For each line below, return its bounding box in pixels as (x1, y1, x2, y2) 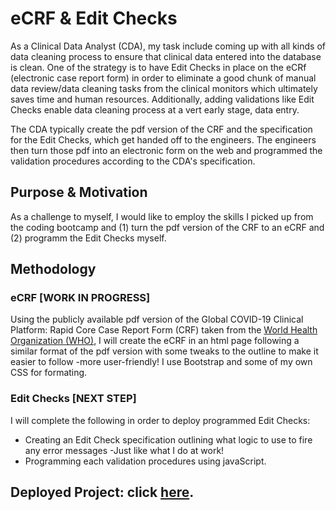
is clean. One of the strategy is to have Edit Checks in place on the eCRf (10, 61, 307, 73)
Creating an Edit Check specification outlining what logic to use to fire (24, 433, 313, 446)
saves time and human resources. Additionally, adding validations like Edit (10, 93, 315, 105)
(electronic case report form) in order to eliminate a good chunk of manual (10, 72, 317, 84)
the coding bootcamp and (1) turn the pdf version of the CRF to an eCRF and (10, 221, 325, 233)
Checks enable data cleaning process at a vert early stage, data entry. (10, 103, 300, 116)
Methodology (10, 261, 97, 278)
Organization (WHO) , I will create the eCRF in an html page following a (10, 335, 300, 347)
